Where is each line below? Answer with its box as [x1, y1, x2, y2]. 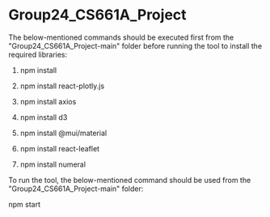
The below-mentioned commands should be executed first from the [8, 32, 234, 42]
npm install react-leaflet [19, 143, 99, 153]
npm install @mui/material [19, 128, 108, 138]
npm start [8, 199, 41, 209]
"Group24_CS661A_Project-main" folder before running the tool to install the [8, 40, 263, 50]
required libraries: [8, 49, 68, 59]
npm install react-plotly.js [19, 81, 105, 91]
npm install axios [19, 96, 77, 106]
